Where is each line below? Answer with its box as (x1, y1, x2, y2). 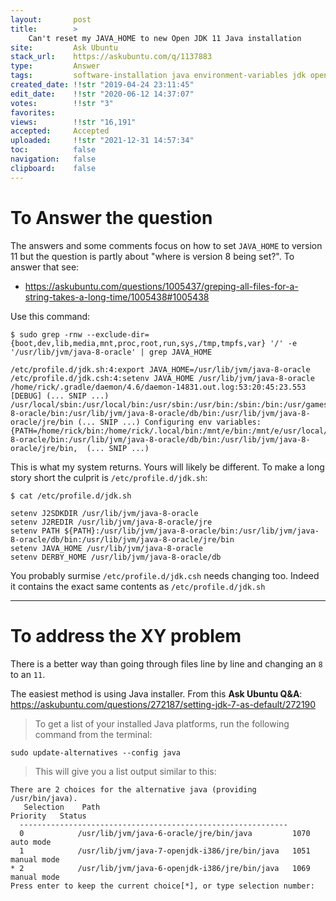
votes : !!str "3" (10, 98, 114, 108)
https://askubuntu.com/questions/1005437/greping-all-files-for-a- (24, 280, 299, 292)
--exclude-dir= (86, 329, 150, 340)
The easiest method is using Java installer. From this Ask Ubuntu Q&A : (10, 687, 303, 700)
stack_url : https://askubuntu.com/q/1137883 (10, 52, 213, 62)
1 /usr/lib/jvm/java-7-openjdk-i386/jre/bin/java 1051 (19, 846, 311, 856)
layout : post (10, 14, 92, 25)
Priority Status (10, 811, 87, 821)
